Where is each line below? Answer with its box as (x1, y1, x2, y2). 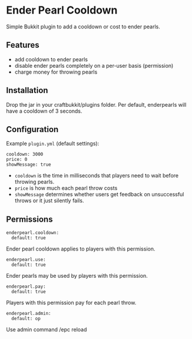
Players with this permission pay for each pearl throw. (6, 299, 137, 307)
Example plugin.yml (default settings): (6, 140, 100, 147)
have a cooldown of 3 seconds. (6, 107, 82, 114)
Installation (6, 85, 48, 96)
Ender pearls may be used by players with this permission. (6, 272, 148, 279)
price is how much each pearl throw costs (14, 185, 118, 192)
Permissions (6, 214, 53, 224)
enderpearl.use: (6, 257, 46, 263)
